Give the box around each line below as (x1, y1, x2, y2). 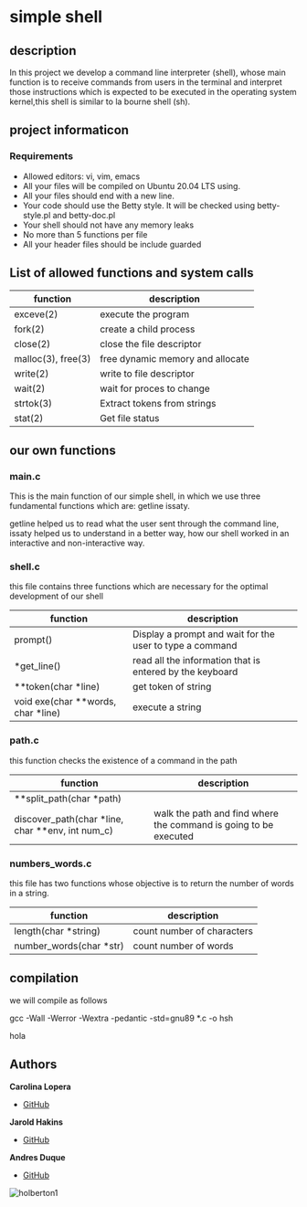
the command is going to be (153, 818, 274, 831)
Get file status (100, 411, 160, 424)
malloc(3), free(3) (14, 352, 91, 365)
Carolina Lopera (9, 1081, 71, 1092)
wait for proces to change (100, 382, 210, 395)
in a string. (9, 888, 50, 899)
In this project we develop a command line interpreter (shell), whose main (9, 67, 286, 78)
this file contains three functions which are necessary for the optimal (9, 581, 269, 592)
